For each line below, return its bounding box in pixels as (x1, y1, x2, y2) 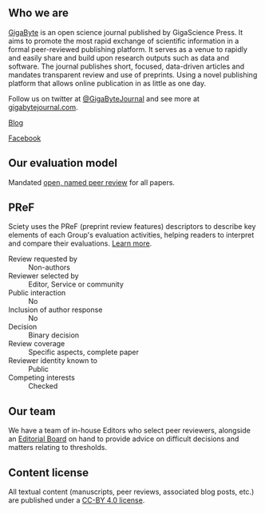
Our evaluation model (8, 156, 118, 170)
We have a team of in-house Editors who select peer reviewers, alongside (8, 426, 251, 436)
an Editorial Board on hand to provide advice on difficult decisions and (8, 434, 239, 444)
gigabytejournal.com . (8, 102, 78, 112)
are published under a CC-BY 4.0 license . (8, 495, 145, 505)
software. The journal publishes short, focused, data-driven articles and (8, 61, 245, 71)
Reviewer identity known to (8, 356, 98, 365)
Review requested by (8, 255, 78, 264)
